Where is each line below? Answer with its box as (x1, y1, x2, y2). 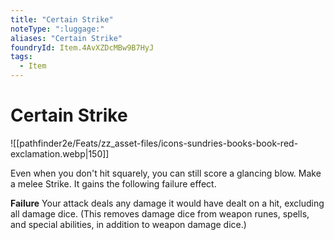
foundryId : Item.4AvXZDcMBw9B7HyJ (10, 42, 155, 53)
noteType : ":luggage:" (10, 24, 105, 34)
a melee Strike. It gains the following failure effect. (10, 177, 217, 190)
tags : (10, 52, 33, 62)
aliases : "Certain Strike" (10, 33, 123, 43)
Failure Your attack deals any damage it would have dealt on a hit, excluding (10, 197, 325, 209)
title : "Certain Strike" (10, 14, 114, 25)
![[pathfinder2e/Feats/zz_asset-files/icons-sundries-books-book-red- (10, 137, 299, 149)
